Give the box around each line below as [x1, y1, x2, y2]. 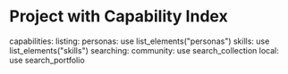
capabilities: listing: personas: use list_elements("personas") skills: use [9, 36, 270, 46]
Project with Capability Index [9, 6, 228, 27]
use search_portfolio [9, 54, 85, 65]
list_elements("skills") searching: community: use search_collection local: [9, 45, 279, 55]
